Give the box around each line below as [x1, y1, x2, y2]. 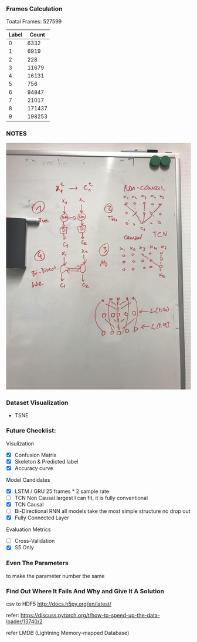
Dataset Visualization [6, 398, 69, 407]
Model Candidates [6, 476, 50, 483]
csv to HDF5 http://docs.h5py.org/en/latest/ [6, 600, 112, 607]
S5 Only [14, 544, 34, 551]
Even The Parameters [6, 559, 69, 567]
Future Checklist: [6, 427, 56, 435]
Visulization [6, 440, 34, 447]
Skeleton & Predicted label [14, 458, 79, 465]
